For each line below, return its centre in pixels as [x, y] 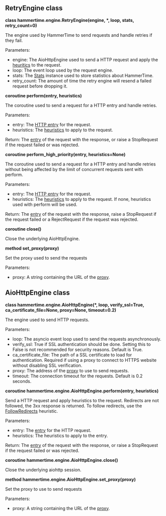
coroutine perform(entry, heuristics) [43, 95]
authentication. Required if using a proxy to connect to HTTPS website [84, 360]
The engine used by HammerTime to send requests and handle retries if [79, 35]
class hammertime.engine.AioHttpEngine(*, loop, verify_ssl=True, [75, 305]
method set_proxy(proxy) [32, 248]
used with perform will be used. [45, 204]
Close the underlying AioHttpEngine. [42, 239]
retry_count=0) [21, 25]
